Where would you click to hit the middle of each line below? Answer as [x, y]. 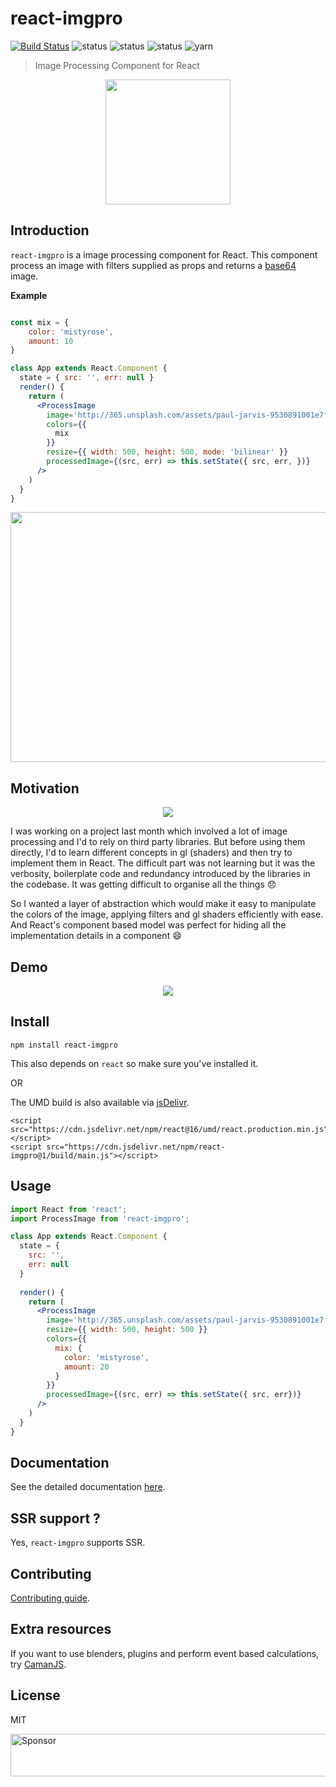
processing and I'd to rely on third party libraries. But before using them [158, 842]
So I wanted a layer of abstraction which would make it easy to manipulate [163, 904]
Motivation [45, 788]
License [35, 1695]
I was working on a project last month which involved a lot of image [149, 831]
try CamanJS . [38, 1664]
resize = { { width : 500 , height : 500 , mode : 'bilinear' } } [167, 452]
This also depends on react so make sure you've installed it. [134, 1063]
